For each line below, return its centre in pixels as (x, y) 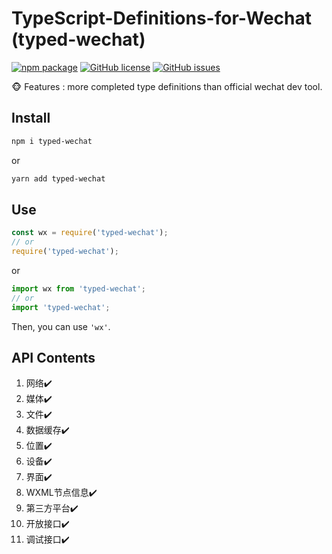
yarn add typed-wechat (58, 178)
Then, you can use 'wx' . (61, 326)
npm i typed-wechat (52, 141)
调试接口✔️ (47, 539)
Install (31, 118)
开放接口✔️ (47, 524)
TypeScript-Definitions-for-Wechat (161, 18)
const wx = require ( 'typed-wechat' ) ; (90, 233)
